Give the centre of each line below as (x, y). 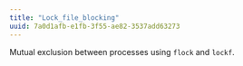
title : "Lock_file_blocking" (64, 18)
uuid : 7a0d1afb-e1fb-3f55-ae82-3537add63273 (95, 26)
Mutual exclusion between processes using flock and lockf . (122, 52)
